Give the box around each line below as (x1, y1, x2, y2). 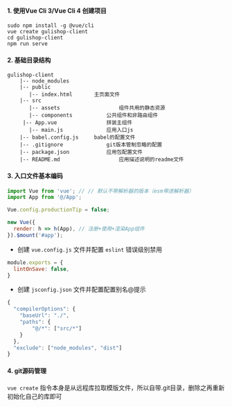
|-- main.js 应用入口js (28, 127, 134, 134)
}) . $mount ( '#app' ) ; (7, 232, 64, 239)
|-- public (19, 84, 51, 91)
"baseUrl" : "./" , (19, 312, 70, 319)
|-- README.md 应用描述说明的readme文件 (19, 156, 184, 163)
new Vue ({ (7, 219, 36, 226)
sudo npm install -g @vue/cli (7, 22, 95, 29)
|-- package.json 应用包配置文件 (19, 149, 143, 156)
